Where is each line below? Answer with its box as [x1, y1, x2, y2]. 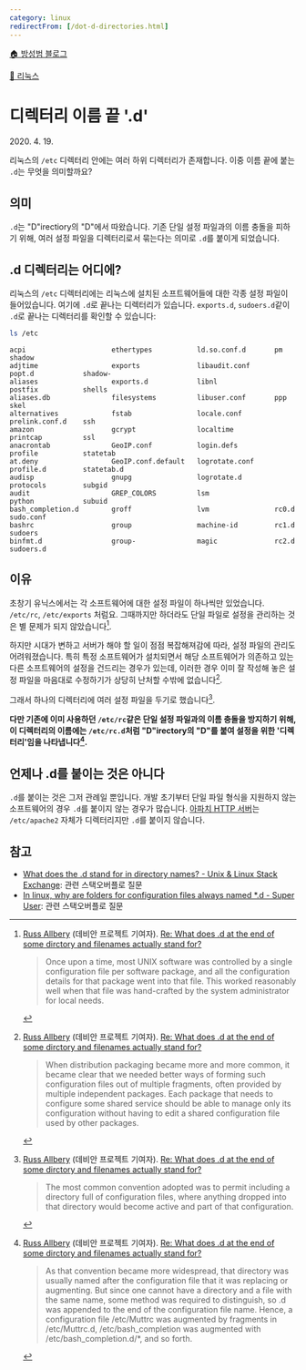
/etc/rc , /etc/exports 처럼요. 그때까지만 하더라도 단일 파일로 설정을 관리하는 [9, 608, 286, 619]
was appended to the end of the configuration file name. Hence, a [45, 1304, 293, 1314]
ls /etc [9, 329, 39, 338]
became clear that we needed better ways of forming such [45, 1069, 266, 1079]
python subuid [9, 496, 107, 506]
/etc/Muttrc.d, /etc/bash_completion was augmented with [45, 1324, 261, 1334]
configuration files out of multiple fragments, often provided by [45, 1079, 282, 1089]
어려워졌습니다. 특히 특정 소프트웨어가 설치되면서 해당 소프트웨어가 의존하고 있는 [9, 651, 294, 662]
